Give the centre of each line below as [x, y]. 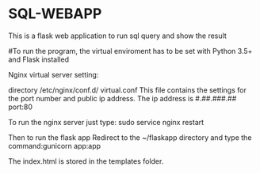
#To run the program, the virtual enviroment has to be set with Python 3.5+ [130, 51]
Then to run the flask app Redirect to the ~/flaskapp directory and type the [130, 137]
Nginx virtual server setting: [54, 74]
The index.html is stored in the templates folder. [86, 161]
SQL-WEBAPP [55, 14]
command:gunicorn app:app [55, 146]
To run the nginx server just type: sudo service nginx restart [106, 122]
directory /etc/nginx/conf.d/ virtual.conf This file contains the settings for [128, 90]
